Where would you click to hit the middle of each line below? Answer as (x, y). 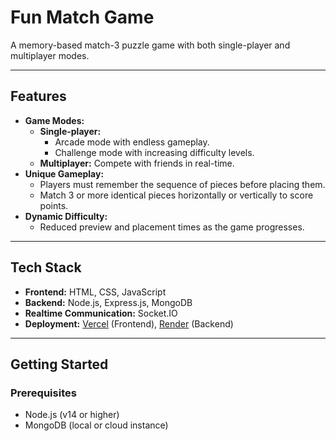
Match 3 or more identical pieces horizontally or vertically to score (176, 195)
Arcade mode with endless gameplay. (132, 142)
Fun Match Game (82, 17)
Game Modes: (54, 120)
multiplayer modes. (50, 55)
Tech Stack (46, 267)
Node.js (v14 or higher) (72, 415)
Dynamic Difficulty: (66, 216)
